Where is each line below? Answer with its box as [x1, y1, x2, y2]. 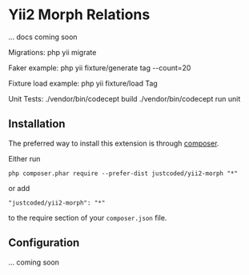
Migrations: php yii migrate [8, 47, 97, 57]
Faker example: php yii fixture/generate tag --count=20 [8, 62, 191, 73]
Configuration [8, 236, 80, 249]
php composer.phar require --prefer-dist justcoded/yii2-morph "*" [8, 169, 239, 177]
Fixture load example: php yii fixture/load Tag [8, 78, 158, 88]
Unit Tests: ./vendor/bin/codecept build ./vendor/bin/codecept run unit [8, 94, 241, 103]
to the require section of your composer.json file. [8, 213, 167, 222]
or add [8, 183, 30, 193]
